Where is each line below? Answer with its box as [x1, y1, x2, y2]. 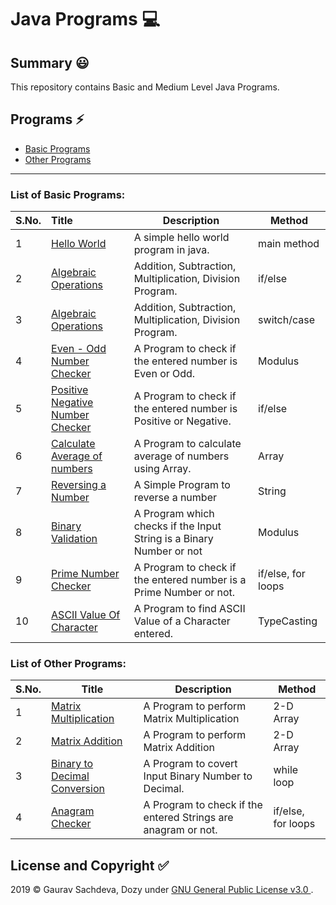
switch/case [258, 313, 316, 327]
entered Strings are [143, 811, 234, 825]
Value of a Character [133, 614, 231, 628]
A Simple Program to [133, 478, 231, 492]
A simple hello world [133, 231, 230, 245]
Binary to [51, 757, 94, 771]
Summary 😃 [10, 54, 90, 71]
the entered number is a [133, 573, 247, 587]
